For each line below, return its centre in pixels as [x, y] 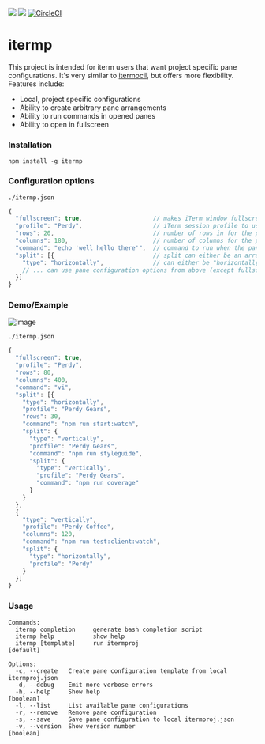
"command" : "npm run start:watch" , [81, 424]
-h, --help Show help [58, 692]
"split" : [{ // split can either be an [129, 255]
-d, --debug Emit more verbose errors [84, 685]
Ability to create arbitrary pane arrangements [93, 108]
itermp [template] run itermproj [77, 643]
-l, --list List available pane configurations [102, 705]
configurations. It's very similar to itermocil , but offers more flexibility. [121, 75]
